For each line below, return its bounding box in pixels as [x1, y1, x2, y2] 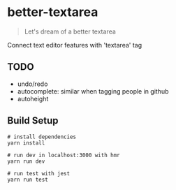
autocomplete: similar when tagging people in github [17, 87, 169, 95]
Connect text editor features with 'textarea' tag [7, 41, 142, 49]
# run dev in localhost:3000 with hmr [7, 152, 120, 159]
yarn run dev [7, 158, 45, 165]
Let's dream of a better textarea [24, 27, 117, 36]
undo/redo [17, 80, 48, 88]
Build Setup [7, 115, 59, 126]
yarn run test [7, 176, 49, 183]
